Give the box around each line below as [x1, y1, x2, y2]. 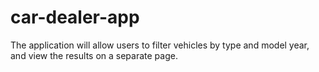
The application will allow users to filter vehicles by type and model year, [10, 39, 310, 51]
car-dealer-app [10, 6, 140, 29]
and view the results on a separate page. [10, 49, 178, 61]
